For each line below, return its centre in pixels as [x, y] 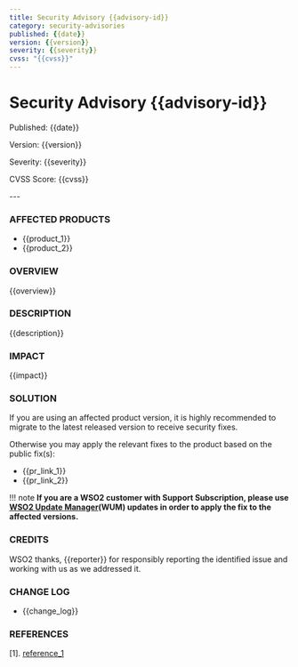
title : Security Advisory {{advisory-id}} [89, 17]
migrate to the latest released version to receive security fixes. [124, 427]
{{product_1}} [46, 239]
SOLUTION [33, 398]
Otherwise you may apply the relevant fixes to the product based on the [141, 445]
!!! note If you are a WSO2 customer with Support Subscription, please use [149, 498]
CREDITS [29, 540]
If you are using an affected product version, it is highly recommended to [143, 418]
